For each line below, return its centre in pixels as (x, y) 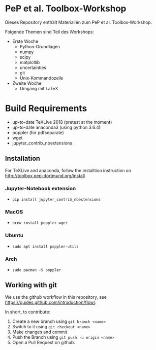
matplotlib (30, 62)
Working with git (31, 285)
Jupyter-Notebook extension (41, 188)
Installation (23, 158)
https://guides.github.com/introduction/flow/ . (51, 302)
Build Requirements (46, 108)
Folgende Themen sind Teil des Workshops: (50, 32)
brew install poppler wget (40, 223)
